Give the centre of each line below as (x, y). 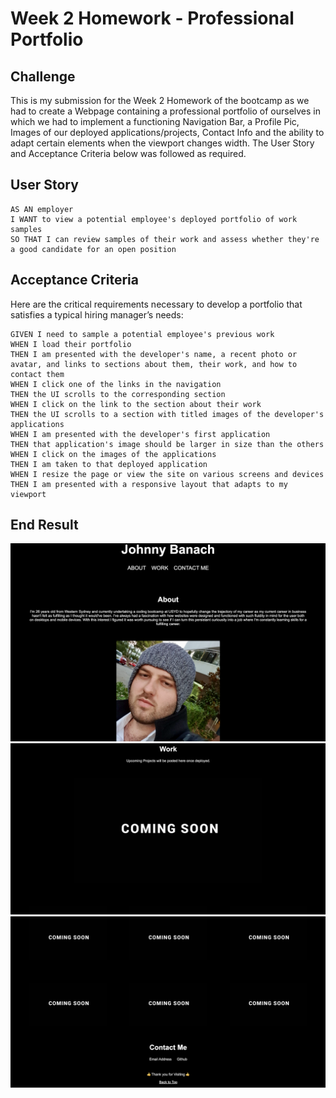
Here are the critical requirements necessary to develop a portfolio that (156, 304)
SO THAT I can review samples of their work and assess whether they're (165, 239)
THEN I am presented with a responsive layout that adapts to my (149, 484)
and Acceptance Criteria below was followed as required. (128, 153)
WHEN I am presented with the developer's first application (140, 434)
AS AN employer (42, 209)
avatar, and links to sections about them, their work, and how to (154, 364)
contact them (37, 374)
